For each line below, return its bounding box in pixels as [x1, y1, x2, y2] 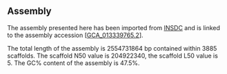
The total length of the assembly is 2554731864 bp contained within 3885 [7, 44, 217, 52]
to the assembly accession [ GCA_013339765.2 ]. [7, 31, 144, 39]
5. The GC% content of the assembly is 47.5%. [7, 58, 140, 67]
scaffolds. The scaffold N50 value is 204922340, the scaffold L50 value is [7, 51, 219, 60]
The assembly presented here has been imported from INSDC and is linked [7, 23, 221, 32]
